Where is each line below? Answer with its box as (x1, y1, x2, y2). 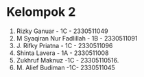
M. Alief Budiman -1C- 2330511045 (16, 63, 116, 71)
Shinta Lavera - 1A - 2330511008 (16, 49, 109, 57)
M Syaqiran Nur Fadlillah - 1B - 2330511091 (16, 34, 138, 42)
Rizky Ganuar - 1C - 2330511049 (16, 27, 108, 35)
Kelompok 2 (6, 4, 76, 20)
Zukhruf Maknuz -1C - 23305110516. (16, 56, 119, 64)
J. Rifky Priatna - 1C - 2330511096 (16, 41, 113, 49)
